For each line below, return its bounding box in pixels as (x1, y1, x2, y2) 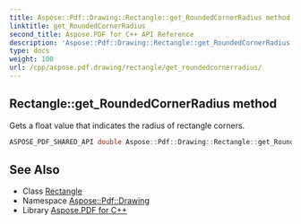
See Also (9, 162, 60, 177)
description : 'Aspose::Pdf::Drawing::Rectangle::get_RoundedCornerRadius (9, 38, 291, 47)
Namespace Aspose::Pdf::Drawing (21, 195, 150, 206)
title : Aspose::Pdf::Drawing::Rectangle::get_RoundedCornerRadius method (9, 13, 291, 22)
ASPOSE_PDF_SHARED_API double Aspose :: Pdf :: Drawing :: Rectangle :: (9, 137, 258, 146)
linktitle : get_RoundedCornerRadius (9, 22, 146, 30)
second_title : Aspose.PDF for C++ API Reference (9, 30, 194, 39)
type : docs (9, 47, 50, 56)
